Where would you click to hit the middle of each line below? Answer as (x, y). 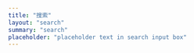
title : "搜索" (30, 15)
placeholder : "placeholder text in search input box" (98, 37)
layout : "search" (36, 23)
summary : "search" (38, 30)
